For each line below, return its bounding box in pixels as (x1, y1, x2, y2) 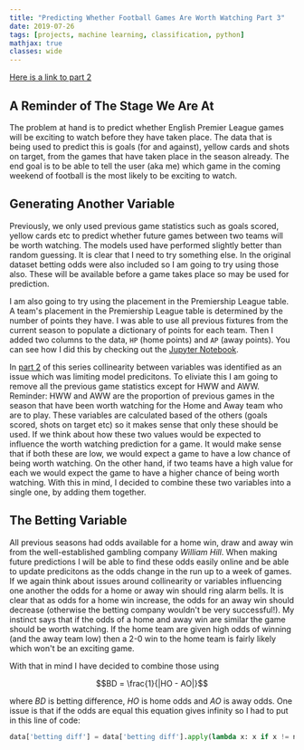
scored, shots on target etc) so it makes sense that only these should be (9, 418, 279, 430)
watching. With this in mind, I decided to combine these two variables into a (9, 476, 291, 487)
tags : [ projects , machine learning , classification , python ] (9, 30, 245, 39)
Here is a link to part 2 (9, 72, 92, 82)
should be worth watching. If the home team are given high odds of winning (9, 623, 292, 634)
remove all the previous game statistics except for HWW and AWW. (9, 380, 261, 391)
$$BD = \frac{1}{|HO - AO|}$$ (96, 678, 208, 688)
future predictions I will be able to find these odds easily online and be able (9, 556, 290, 567)
